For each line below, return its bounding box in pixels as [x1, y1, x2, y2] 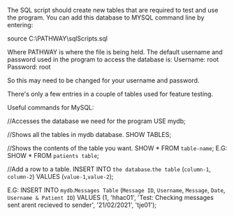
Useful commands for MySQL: [7, 103, 94, 111]
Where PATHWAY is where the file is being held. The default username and [7, 48, 223, 56]
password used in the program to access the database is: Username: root [7, 55, 219, 64]
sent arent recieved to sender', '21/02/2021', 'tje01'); [7, 201, 157, 209]
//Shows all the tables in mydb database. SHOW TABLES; [7, 131, 172, 138]
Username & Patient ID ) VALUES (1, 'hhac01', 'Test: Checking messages [7, 194, 214, 201]
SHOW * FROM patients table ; [7, 152, 99, 159]
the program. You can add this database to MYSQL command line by [7, 13, 205, 22]
